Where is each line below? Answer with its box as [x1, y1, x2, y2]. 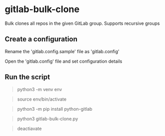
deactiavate [17, 125, 42, 131]
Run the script [5, 73, 50, 81]
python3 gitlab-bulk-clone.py [17, 115, 78, 122]
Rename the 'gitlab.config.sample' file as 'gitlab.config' [5, 48, 119, 54]
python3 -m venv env [17, 86, 62, 92]
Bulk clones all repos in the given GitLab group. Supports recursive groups [5, 20, 160, 26]
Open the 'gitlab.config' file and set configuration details [5, 58, 122, 64]
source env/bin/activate [17, 96, 67, 102]
